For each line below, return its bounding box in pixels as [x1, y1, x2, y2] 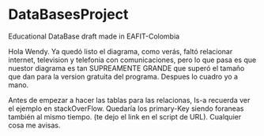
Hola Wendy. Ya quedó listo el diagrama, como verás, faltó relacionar [8, 46, 233, 56]
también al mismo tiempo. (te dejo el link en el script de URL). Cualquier [8, 112, 242, 121]
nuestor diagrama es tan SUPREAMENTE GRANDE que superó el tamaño [8, 63, 245, 72]
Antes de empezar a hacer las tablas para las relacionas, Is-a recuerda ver [8, 95, 251, 105]
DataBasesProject [8, 6, 129, 24]
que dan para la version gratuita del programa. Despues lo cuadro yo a [8, 72, 239, 81]
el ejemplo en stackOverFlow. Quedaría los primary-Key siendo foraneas [8, 104, 244, 113]
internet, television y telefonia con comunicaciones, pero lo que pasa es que [8, 55, 257, 64]
